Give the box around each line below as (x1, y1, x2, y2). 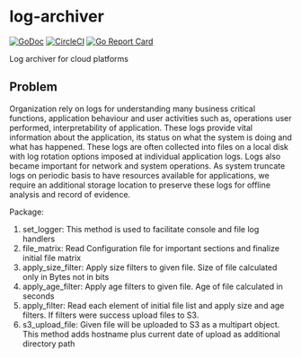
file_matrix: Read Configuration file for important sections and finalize (22, 242, 280, 253)
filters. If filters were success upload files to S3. (22, 310, 199, 320)
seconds (22, 290, 55, 301)
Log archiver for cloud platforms (9, 53, 128, 64)
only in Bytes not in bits (22, 271, 110, 282)
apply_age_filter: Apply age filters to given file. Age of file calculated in (22, 281, 283, 292)
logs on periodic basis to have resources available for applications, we (9, 170, 270, 180)
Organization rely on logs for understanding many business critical (9, 103, 256, 114)
